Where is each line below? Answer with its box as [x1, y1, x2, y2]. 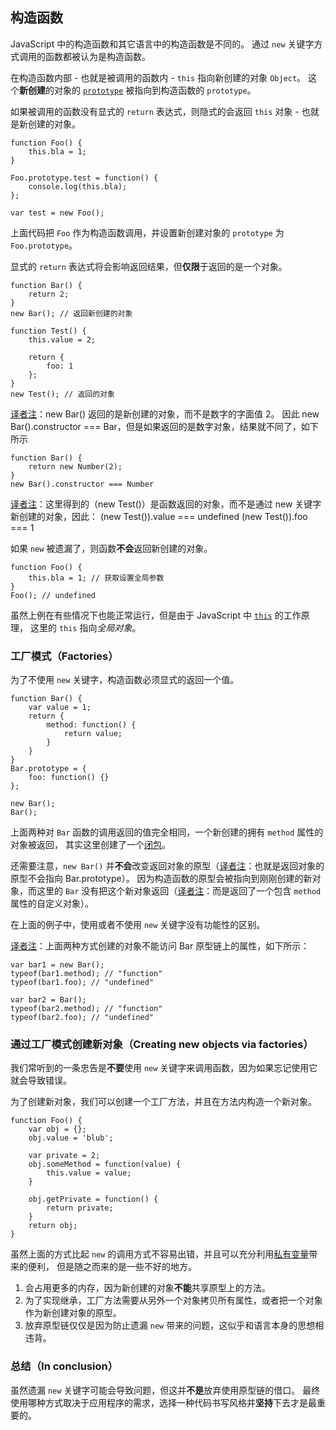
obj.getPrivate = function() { [28, 1194, 159, 1205]
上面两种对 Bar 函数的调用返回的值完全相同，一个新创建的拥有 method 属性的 [10, 826, 324, 838]
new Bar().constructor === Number [10, 479, 155, 489]
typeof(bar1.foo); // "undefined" [10, 978, 155, 988]
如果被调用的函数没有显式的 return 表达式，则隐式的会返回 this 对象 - [10, 105, 300, 117]
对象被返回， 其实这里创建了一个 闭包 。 [10, 839, 171, 851]
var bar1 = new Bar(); [10, 960, 105, 970]
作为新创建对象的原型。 [24, 1307, 122, 1319]
